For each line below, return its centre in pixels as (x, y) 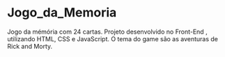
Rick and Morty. (30, 46)
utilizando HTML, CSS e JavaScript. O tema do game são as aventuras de (113, 38)
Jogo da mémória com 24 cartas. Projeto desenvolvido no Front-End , (107, 32)
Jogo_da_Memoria (62, 13)
